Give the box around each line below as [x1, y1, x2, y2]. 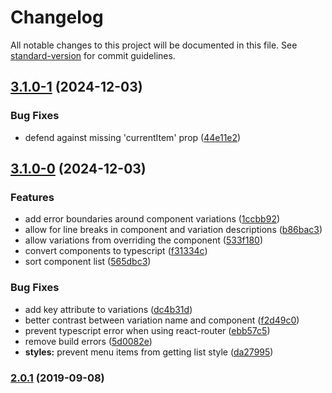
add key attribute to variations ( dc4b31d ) [24, 303, 193, 315]
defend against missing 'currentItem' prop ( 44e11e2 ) [24, 131, 242, 143]
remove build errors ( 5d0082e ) [24, 335, 153, 347]
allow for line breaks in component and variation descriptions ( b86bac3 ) [24, 224, 323, 236]
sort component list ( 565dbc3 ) [24, 256, 152, 268]
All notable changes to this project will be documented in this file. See [10, 39, 298, 51]
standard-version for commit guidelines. [10, 49, 176, 61]
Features [10, 190, 55, 204]
